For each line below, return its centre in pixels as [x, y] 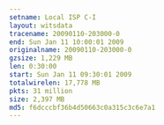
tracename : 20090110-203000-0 [65, 33]
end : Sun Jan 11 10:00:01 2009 [67, 42]
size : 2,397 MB [37, 99]
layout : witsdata [41, 26]
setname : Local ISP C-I [53, 17]
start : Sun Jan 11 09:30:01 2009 [71, 75]
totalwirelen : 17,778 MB [55, 83]
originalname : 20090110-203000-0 [71, 50]
